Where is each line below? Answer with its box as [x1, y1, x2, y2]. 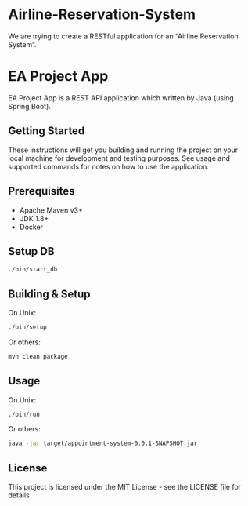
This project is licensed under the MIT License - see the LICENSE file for [8, 482, 241, 492]
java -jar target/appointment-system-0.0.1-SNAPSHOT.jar [8, 439, 198, 448]
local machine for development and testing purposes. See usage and [8, 153, 231, 162]
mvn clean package [8, 352, 68, 360]
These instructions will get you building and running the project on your [8, 145, 239, 155]
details [8, 490, 30, 500]
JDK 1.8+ [19, 213, 49, 223]
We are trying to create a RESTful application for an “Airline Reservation [8, 31, 239, 41]
